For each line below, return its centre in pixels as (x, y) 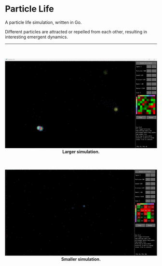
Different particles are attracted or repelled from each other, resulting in (76, 31)
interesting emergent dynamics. (37, 37)
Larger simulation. (81, 152)
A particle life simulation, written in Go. (43, 22)
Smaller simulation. (81, 259)
